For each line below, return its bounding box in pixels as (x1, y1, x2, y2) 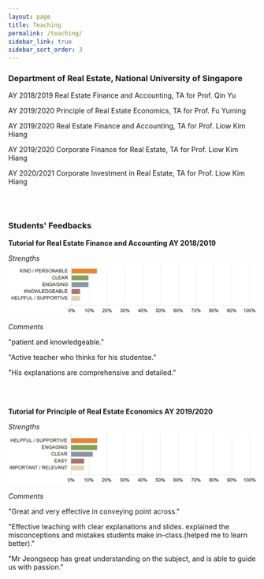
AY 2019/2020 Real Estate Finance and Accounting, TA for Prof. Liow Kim (8, 121, 246, 131)
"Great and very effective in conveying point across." (8, 507, 180, 516)
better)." (8, 538, 35, 547)
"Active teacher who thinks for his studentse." (8, 352, 157, 362)
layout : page (8, 13, 51, 20)
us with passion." (8, 562, 65, 571)
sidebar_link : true (8, 38, 73, 46)
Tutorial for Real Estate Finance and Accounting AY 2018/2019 (8, 238, 217, 247)
